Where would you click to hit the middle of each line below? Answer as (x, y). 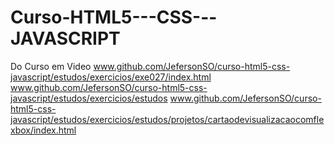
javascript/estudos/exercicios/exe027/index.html (111, 77)
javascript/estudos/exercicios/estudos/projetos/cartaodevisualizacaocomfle (167, 119)
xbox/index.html (43, 130)
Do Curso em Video (51, 66)
